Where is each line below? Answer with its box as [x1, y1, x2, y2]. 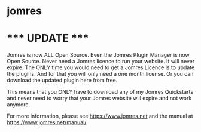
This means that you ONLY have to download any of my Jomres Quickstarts [7, 88, 194, 96]
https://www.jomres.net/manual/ [7, 119, 87, 126]
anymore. [7, 101, 31, 108]
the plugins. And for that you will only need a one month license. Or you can [7, 70, 194, 78]
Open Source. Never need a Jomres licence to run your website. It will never [7, 58, 195, 65]
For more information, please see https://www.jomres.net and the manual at [7, 112, 193, 120]
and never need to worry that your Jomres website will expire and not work [7, 94, 192, 102]
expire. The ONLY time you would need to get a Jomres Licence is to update [7, 64, 195, 71]
